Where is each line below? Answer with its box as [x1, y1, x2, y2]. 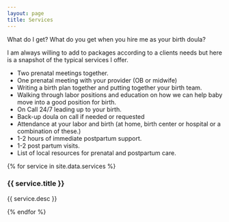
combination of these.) [16, 127, 81, 135]
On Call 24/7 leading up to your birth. [16, 105, 122, 113]
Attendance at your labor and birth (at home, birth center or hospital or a [16, 120, 221, 128]
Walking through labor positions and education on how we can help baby [16, 90, 223, 99]
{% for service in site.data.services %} [7, 162, 116, 170]
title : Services [7, 16, 53, 23]
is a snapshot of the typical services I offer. [7, 55, 129, 64]
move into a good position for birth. [16, 98, 117, 106]
